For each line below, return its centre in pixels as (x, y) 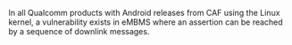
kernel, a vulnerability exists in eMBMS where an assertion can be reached (146, 22)
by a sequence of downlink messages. (79, 31)
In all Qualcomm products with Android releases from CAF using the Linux (144, 13)
